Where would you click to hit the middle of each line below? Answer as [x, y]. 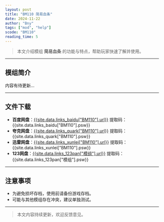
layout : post [18, 10]
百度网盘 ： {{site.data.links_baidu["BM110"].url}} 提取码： [69, 120]
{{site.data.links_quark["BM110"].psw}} [51, 136]
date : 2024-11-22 [23, 19]
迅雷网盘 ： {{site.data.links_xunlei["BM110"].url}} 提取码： [70, 142]
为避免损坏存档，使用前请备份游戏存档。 [53, 194]
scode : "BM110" [20, 32]
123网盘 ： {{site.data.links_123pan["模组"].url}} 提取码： [68, 153]
